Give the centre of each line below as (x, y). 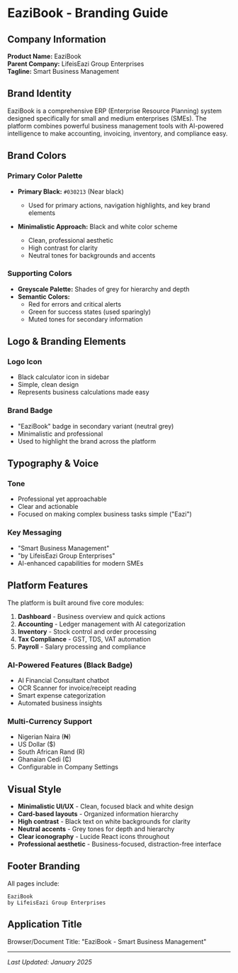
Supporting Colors (40, 273)
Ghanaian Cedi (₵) (45, 759)
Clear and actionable (48, 507)
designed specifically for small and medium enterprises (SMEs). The (107, 118)
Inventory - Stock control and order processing (87, 631)
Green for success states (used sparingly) (89, 312)
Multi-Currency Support (50, 721)
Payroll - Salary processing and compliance (82, 647)
